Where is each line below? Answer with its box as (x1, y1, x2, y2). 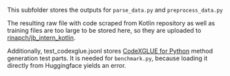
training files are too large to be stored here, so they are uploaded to (7, 27, 202, 34)
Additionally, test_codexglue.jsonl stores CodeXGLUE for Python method (7, 47, 213, 55)
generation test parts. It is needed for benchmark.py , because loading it (7, 54, 208, 62)
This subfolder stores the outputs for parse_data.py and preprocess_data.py (7, 6, 223, 14)
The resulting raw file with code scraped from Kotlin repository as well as (7, 19, 215, 27)
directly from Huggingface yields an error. (7, 62, 126, 69)
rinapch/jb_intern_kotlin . (7, 34, 76, 42)
